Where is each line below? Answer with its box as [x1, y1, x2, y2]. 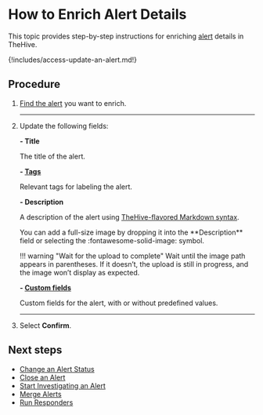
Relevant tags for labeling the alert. [19, 182, 133, 191]
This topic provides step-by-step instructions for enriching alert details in [8, 31, 244, 41]
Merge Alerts [19, 389, 62, 399]
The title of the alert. [19, 151, 86, 161]
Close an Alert [19, 373, 66, 382]
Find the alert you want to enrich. [19, 98, 127, 107]
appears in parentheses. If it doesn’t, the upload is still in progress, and [19, 259, 249, 268]
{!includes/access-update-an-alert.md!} [8, 55, 137, 64]
